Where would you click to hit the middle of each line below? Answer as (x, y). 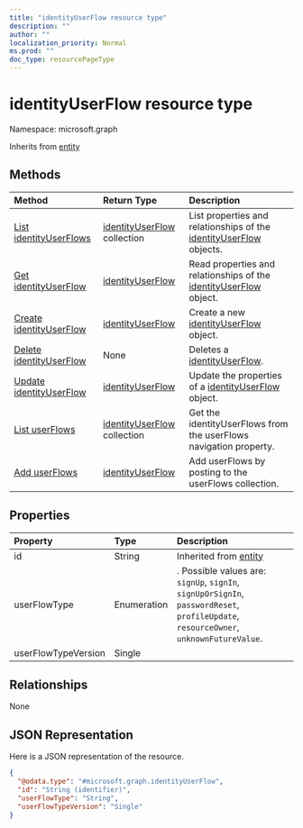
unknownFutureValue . (220, 638)
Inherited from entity (220, 556)
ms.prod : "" (32, 51)
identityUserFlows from (239, 423)
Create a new (217, 312)
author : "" (30, 34)
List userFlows (45, 429)
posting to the (218, 472)
